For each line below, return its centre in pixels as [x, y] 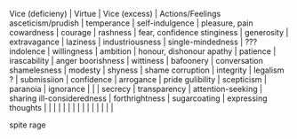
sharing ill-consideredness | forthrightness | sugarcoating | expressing [139, 98]
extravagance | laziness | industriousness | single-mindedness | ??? [133, 42]
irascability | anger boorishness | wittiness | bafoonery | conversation [136, 61]
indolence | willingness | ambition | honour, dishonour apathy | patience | [143, 51]
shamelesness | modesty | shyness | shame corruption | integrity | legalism [147, 70]
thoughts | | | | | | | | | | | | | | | [61, 108]
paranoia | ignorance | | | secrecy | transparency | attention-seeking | [136, 89]
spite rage [28, 125]
